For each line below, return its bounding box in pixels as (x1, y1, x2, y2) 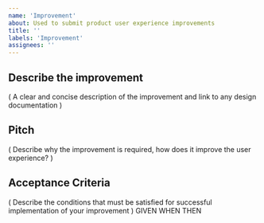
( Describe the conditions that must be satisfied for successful (8, 197, 212, 207)
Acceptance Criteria (8, 176, 111, 190)
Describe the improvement (8, 71, 143, 84)
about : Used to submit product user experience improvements (8, 19, 215, 27)
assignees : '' (8, 41, 56, 49)
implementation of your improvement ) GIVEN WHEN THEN (8, 205, 202, 215)
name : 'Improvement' (8, 11, 77, 20)
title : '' (8, 26, 41, 34)
